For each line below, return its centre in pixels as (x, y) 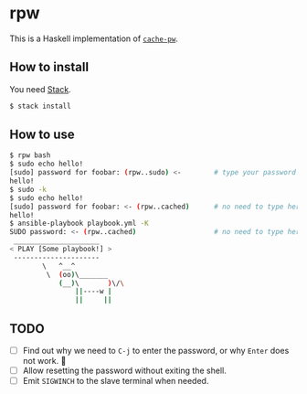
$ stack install (40, 106)
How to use (42, 135)
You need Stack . (40, 89)
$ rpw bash (30, 155)
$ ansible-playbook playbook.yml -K (79, 224)
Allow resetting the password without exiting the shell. (124, 371)
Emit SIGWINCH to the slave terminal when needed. (116, 381)
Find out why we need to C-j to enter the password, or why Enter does (156, 351)
